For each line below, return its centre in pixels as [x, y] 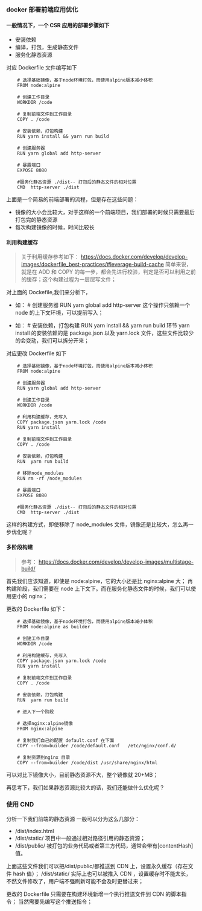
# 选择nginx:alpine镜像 [45, 723]
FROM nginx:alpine [40, 729]
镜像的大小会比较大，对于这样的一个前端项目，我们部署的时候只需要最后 [105, 212]
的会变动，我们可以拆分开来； [52, 341]
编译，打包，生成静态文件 [47, 47]
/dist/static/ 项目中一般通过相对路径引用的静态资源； [80, 838]
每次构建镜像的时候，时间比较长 [55, 227]
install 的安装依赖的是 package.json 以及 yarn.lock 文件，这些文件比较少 [104, 333]
